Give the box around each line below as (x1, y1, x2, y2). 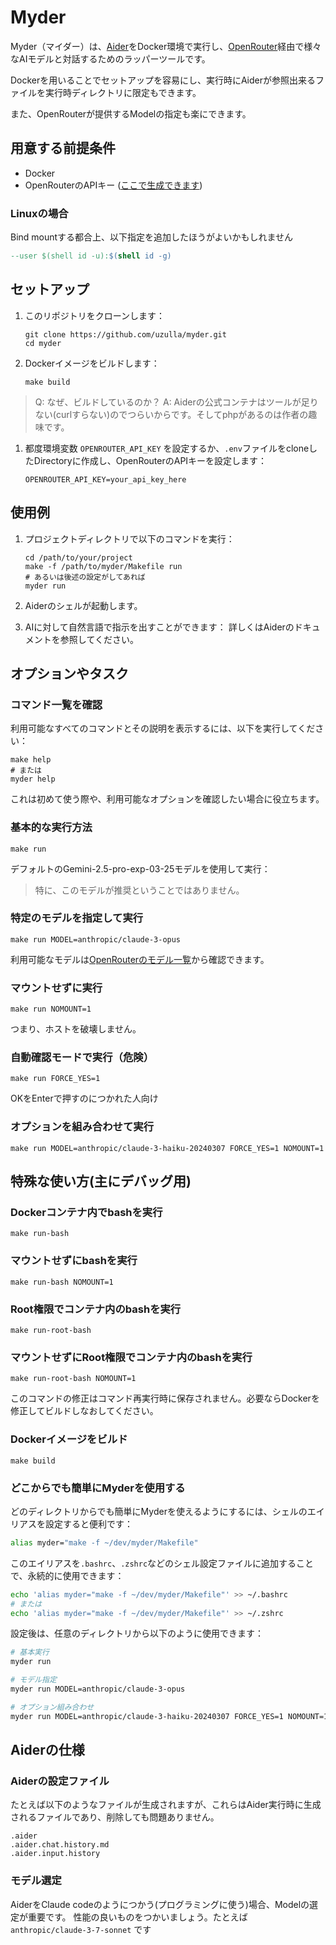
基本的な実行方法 (10, 821, 93, 835)
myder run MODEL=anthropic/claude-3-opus (10, 1684, 186, 1695)
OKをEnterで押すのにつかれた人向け (10, 1092, 159, 1105)
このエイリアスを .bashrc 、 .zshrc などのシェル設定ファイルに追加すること (10, 1557, 315, 1569)
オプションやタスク (10, 665, 129, 682)
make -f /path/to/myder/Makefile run (24, 561, 183, 571)
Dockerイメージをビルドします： (24, 357, 160, 369)
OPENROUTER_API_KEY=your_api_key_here (24, 474, 187, 485)
